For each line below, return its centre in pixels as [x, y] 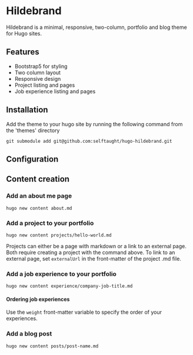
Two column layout [37, 73]
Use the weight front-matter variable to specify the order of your [84, 312]
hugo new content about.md [39, 208]
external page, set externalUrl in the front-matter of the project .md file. [94, 258]
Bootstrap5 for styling [41, 66]
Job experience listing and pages [55, 91]
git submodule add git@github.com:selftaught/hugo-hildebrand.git [89, 141]
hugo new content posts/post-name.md [52, 346]
